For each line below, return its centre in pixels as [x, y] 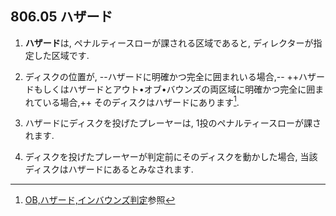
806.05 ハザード [61, 17]
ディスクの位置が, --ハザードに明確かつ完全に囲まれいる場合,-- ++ [162, 76]
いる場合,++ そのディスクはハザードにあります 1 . [141, 101]
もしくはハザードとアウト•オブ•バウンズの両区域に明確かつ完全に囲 [174, 89]
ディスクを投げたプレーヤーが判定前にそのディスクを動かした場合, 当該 [171, 157]
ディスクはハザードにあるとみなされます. [109, 169]
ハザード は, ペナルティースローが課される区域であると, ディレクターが [169, 43]
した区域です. [61, 55]
